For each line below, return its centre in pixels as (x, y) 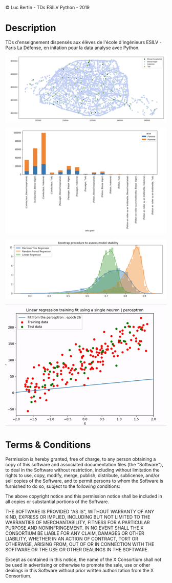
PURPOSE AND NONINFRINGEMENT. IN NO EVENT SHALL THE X (74, 528)
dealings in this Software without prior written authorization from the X (80, 570)
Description (31, 28)
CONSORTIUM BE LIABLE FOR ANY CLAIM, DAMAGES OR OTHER (75, 533)
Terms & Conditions (48, 445)
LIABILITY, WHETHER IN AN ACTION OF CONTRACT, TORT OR (72, 538)
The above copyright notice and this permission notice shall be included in (84, 496)
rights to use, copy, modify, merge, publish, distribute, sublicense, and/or (82, 475)
